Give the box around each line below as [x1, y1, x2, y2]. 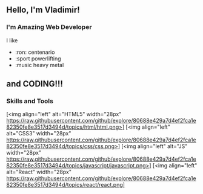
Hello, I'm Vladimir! [6, 5, 80, 15]
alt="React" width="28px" [6, 169, 72, 176]
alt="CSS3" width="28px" [6, 130, 72, 137]
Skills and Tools [6, 97, 53, 105]
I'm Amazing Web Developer [6, 23, 92, 31]
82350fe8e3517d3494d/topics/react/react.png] [6, 181, 125, 189]
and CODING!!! [6, 79, 64, 89]
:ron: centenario [15, 48, 55, 56]
